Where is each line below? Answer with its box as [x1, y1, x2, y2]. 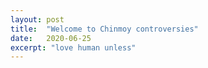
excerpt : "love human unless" [10, 42, 137, 53]
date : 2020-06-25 [10, 33, 92, 43]
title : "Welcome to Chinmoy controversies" [10, 24, 199, 34]
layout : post [10, 14, 65, 25]
